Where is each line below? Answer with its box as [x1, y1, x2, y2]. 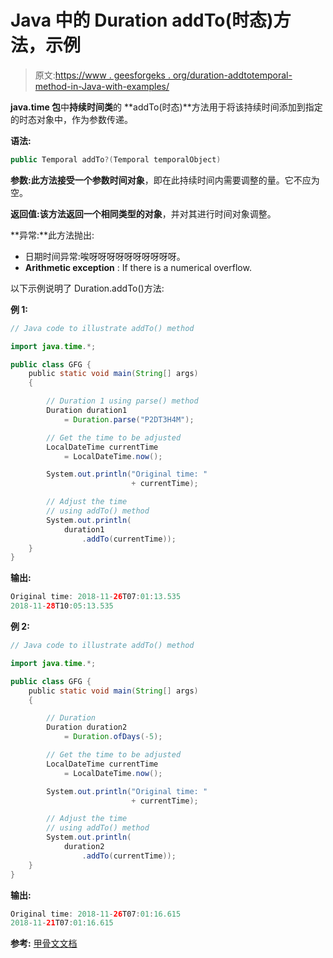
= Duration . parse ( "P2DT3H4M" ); [63, 414, 195, 425]
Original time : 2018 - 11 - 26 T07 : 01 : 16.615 [10, 909, 182, 919]
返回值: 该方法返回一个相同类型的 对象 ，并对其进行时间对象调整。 [10, 207, 277, 220]
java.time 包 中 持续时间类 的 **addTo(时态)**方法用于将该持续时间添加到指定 [10, 101, 323, 113]
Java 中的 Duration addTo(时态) [10, 9, 274, 32]
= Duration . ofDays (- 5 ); [63, 732, 163, 742]
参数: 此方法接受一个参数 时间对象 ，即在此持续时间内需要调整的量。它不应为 [10, 174, 320, 186]
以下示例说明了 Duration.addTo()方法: [10, 282, 165, 294]
